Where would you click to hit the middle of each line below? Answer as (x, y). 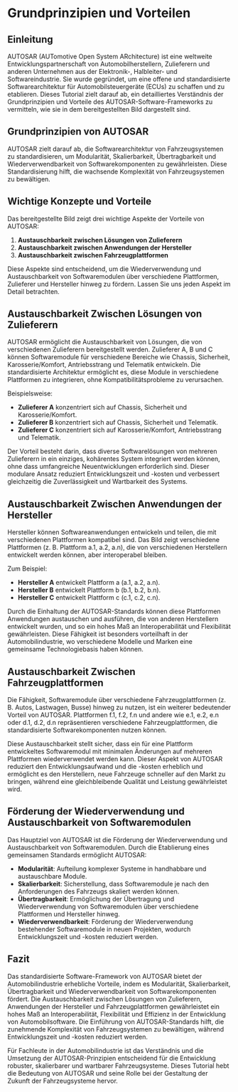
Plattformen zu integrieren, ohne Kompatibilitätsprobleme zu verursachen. (115, 380)
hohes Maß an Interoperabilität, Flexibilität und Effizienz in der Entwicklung (117, 1014)
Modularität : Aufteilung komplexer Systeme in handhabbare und (112, 869)
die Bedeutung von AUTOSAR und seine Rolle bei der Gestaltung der (108, 1073)
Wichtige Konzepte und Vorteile (80, 202)
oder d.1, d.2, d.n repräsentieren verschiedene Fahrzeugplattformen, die (113, 723)
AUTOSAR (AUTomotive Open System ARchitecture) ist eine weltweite (110, 56)
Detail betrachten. (34, 291)
